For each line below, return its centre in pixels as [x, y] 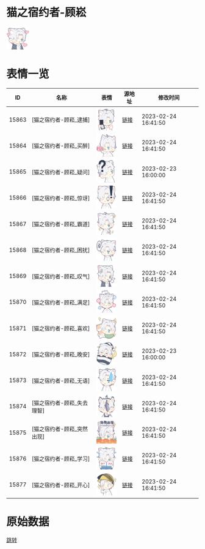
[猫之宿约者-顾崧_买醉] [61, 146]
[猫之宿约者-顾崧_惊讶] [61, 198]
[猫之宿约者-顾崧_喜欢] [61, 328]
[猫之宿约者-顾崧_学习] [61, 459]
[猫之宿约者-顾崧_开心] [61, 485]
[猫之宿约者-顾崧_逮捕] [61, 120]
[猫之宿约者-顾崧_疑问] [61, 172]
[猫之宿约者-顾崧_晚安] [61, 355]
